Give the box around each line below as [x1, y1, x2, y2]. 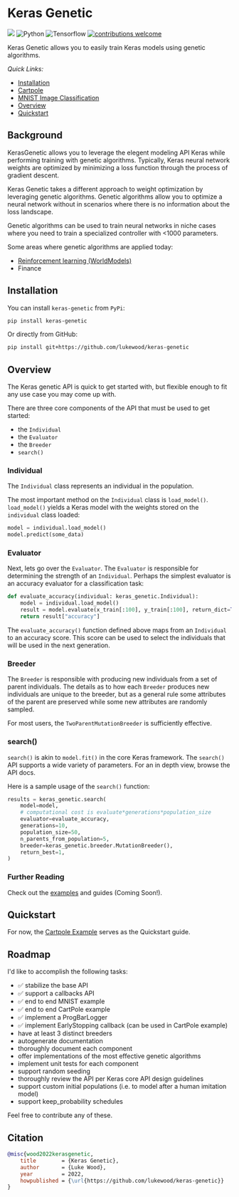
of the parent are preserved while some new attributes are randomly [7, 698, 208, 706]
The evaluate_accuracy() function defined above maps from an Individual [7, 625, 227, 634]
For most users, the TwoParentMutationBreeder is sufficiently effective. [7, 719, 212, 728]
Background [7, 130, 63, 142]
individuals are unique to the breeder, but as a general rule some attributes [7, 690, 226, 699]
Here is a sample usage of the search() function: [7, 782, 151, 790]
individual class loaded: [7, 511, 80, 519]
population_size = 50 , [20, 828, 81, 836]
